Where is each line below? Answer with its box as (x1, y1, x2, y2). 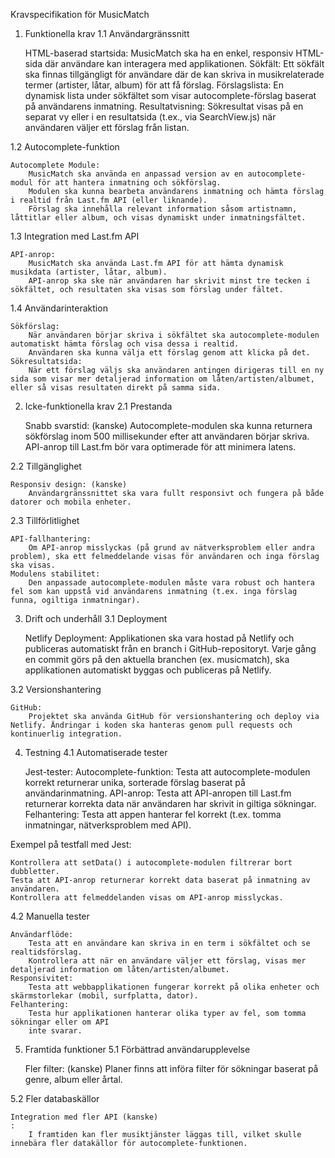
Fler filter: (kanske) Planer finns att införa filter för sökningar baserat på (24, 1063, 319, 1074)
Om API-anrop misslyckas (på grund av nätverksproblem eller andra (28, 543, 315, 553)
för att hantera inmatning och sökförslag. (36, 178, 222, 188)
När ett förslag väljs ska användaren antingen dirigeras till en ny (28, 365, 325, 375)
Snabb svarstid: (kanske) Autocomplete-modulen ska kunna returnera (24, 420, 313, 431)
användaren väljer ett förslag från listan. (24, 122, 190, 133)
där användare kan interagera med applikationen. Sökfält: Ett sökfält (44, 58, 325, 69)
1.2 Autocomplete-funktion (10, 141, 120, 153)
